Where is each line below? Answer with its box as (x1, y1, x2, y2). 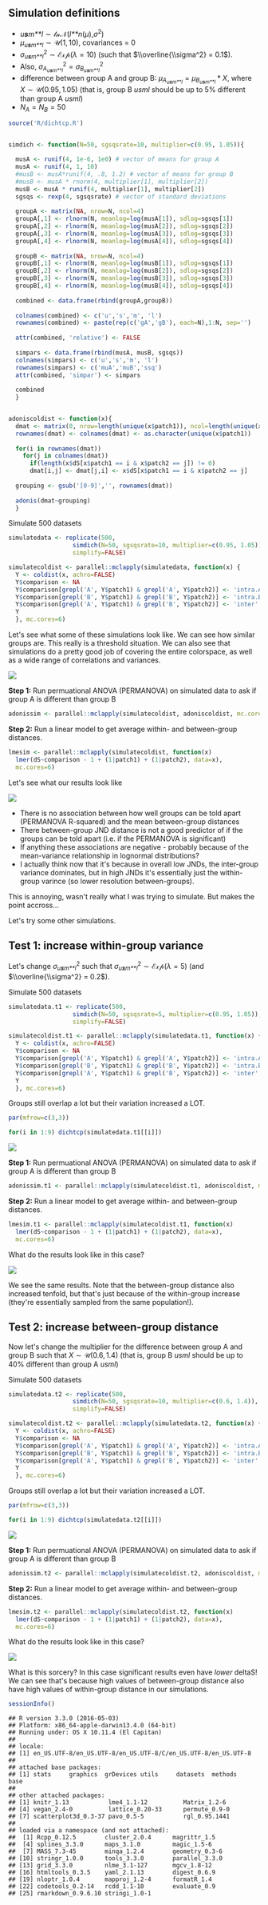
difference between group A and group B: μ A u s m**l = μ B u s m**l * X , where (19, 73, 253, 86)
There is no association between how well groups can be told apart (19, 808, 242, 818)
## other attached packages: (8, 1791, 105, 1799)
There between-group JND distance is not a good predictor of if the (19, 825, 243, 834)
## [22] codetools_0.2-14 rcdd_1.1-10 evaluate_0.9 (8, 1883, 216, 1891)
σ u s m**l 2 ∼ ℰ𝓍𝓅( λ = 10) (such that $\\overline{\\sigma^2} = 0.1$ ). (19, 48, 233, 61)
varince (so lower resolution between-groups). (41, 876, 195, 886)
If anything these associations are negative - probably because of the (19, 842, 249, 851)
